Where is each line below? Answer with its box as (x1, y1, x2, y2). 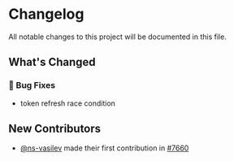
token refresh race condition (19, 98, 116, 108)
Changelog (8, 5, 84, 24)
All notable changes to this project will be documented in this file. (8, 32, 227, 41)
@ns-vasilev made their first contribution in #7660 (19, 143, 189, 153)
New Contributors (8, 122, 102, 136)
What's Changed (8, 55, 96, 69)
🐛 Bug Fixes (8, 80, 55, 91)
